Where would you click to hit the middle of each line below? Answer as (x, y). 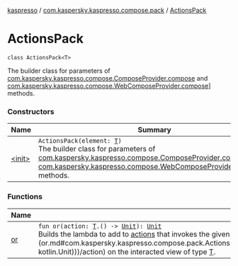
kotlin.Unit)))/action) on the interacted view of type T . (127, 252)
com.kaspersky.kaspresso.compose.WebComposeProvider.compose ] (109, 86)
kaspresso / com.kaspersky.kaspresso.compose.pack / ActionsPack (107, 10)
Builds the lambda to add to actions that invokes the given (134, 234)
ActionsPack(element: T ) (80, 141)
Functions (25, 197)
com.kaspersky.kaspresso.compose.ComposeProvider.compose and (108, 78)
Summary (154, 130)
